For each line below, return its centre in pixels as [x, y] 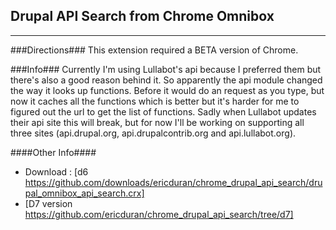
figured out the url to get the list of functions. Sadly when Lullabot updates [163, 111]
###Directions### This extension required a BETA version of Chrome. [154, 50]
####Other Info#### [53, 152]
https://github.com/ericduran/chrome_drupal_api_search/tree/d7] [159, 214]
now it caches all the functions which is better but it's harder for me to [155, 101]
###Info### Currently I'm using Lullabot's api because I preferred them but [166, 69]
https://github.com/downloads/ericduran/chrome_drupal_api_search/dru [173, 182]
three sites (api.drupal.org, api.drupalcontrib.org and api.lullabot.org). [153, 133]
